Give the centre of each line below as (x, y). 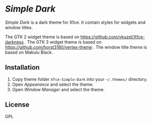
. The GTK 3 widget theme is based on (63, 42)
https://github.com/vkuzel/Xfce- (113, 37)
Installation (22, 68)
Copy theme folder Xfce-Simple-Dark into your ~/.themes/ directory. (80, 79)
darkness (14, 42)
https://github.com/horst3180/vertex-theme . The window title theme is (76, 47)
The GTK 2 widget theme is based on (42, 37)
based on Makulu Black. (29, 52)
